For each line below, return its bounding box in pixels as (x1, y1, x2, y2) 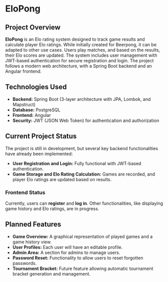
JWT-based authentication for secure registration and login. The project (5, 58, 154, 63)
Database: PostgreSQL (12, 106, 61, 113)
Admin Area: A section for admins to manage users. (12, 249, 120, 255)
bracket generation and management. (12, 270, 91, 276)
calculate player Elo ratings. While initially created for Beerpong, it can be (5, 42, 157, 48)
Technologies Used (5, 83, 67, 91)
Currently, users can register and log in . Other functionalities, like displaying (5, 200, 163, 206)
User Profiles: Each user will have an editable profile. (12, 244, 123, 250)
